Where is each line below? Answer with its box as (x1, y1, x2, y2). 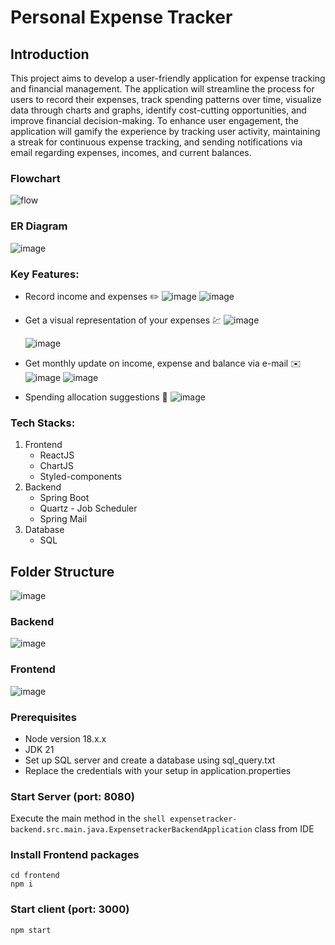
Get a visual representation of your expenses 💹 (24, 314, 222, 326)
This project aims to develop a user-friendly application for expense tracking (10, 72, 326, 84)
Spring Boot (39, 492, 90, 504)
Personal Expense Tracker (10, 6, 233, 29)
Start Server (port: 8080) (10, 789, 135, 803)
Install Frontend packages (10, 848, 140, 862)
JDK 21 (24, 743, 55, 755)
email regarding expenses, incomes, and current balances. (10, 147, 252, 158)
